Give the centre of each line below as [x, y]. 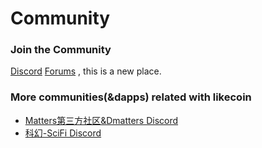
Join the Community [61, 50]
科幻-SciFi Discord [63, 133]
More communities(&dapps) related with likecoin [131, 97]
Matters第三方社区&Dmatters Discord [101, 120]
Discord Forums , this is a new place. [86, 71]
